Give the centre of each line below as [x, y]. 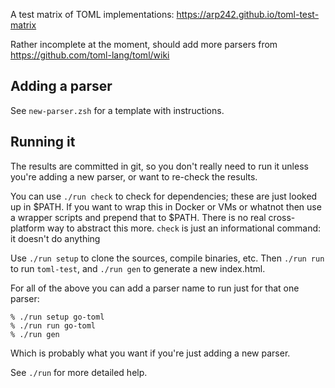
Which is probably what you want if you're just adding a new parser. [150, 353]
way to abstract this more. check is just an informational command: [184, 228]
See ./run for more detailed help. [79, 372]
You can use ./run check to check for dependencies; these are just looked [164, 196]
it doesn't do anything [55, 238]
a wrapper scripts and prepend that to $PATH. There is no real [138, 217]
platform [27, 228]
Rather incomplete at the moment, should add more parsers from [144, 44]
